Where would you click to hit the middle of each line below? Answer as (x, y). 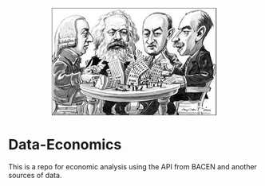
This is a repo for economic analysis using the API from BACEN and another (133, 166)
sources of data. (35, 175)
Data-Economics (65, 145)
